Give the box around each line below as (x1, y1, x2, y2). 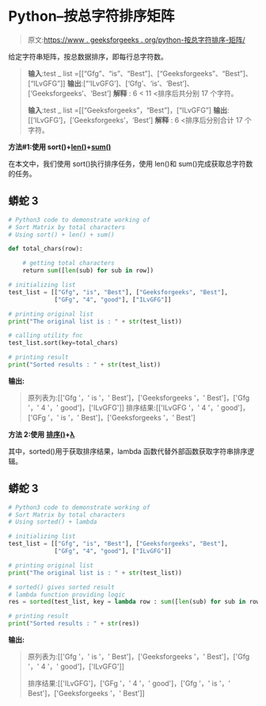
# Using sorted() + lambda (8, 518, 97, 526)
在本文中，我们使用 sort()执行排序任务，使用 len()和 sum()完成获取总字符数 (8, 159, 253, 168)
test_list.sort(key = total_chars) (8, 339, 119, 347)
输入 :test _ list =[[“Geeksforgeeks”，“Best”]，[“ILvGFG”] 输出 (27, 105, 228, 115)
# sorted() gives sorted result (8, 583, 115, 591)
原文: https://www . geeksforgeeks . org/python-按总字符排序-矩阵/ (27, 35, 245, 44)
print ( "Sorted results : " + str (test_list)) (8, 361, 161, 369)
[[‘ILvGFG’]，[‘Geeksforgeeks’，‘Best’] (27, 115, 154, 125)
